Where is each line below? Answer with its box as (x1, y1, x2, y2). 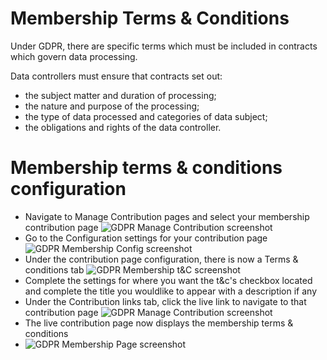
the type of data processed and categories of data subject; (24, 110, 268, 122)
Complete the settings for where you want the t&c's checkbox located (24, 274, 313, 286)
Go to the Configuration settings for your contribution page (24, 232, 268, 244)
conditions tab (24, 263, 85, 276)
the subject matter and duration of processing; (24, 89, 217, 101)
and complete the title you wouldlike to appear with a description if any (24, 285, 318, 297)
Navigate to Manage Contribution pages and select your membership (24, 210, 310, 222)
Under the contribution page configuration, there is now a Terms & (24, 253, 299, 265)
